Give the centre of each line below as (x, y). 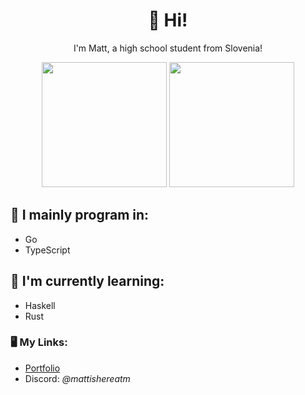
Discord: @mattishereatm (77, 378)
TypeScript (47, 250)
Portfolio (42, 368)
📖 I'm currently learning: (87, 281)
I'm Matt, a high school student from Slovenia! (168, 48)
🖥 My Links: (39, 342)
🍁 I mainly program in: (80, 215)
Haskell (40, 305)
